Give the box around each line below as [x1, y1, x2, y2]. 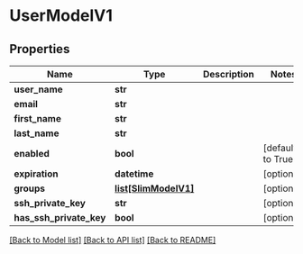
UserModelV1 [9, 5, 113, 26]
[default [262, 141, 297, 154]
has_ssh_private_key [14, 212, 106, 223]
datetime [114, 168, 154, 180]
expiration [14, 168, 59, 180]
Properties [9, 41, 70, 57]
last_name [14, 127, 60, 140]
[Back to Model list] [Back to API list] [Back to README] [9, 235, 216, 245]
